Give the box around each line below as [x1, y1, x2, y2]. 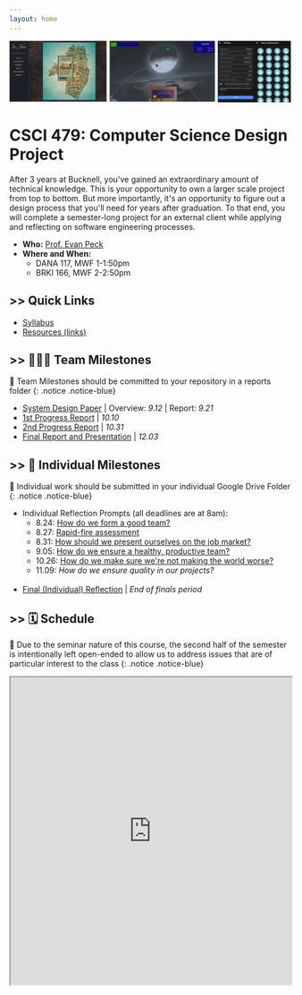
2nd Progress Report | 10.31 [21, 421, 124, 433]
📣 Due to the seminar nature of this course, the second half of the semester [9, 640, 288, 651]
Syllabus [21, 317, 55, 327]
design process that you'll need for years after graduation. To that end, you [9, 202, 286, 213]
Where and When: [21, 248, 92, 259]
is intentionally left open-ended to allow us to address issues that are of [9, 649, 273, 659]
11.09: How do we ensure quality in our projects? [35, 565, 214, 576]
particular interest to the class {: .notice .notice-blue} [9, 659, 205, 669]
